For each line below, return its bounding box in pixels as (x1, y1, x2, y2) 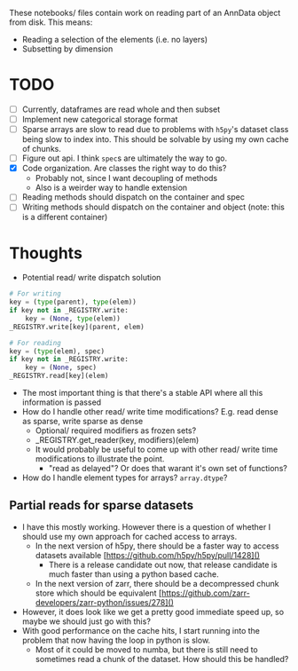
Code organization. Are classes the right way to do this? (21, 163, 227, 174)
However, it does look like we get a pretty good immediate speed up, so (21, 606, 285, 617)
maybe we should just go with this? (21, 616, 151, 627)
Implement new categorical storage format (21, 114, 178, 124)
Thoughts (9, 243, 82, 263)
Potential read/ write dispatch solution (21, 272, 161, 283)
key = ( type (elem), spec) (9, 346, 105, 356)
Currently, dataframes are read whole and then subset (21, 104, 221, 114)
